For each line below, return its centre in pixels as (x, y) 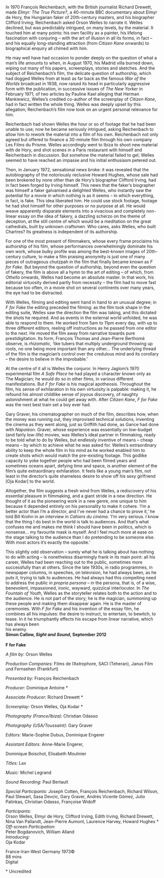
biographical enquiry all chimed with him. (47, 48)
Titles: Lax (16, 763)
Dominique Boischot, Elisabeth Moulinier (46, 754)
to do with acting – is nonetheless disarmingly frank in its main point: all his (80, 557)
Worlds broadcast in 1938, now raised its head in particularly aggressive (78, 84)
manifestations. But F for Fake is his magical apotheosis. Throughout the (78, 384)
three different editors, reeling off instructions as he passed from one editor (81, 328)
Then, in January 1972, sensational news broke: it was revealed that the (77, 170)
